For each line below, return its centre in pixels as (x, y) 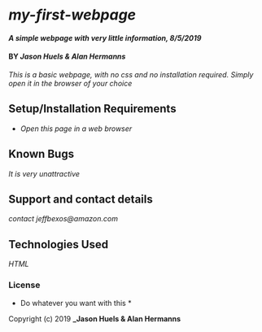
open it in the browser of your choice (70, 83)
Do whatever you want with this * (76, 303)
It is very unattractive (44, 173)
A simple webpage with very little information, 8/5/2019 (105, 37)
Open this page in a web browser (76, 129)
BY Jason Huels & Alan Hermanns (67, 57)
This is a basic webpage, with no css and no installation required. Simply (131, 74)
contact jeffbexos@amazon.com (63, 219)
